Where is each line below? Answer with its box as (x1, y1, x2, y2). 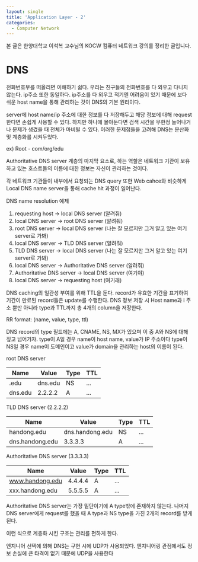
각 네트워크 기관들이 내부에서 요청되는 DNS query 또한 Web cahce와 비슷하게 (6, 177, 187, 184)
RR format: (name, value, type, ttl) (6, 316, 89, 323)
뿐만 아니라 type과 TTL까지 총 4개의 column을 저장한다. (12, 304, 143, 311)
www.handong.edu (9, 477, 63, 485)
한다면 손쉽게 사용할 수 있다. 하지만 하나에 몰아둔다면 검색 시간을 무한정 (6, 119, 171, 126)
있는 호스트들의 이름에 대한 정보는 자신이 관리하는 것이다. (17, 165, 149, 172)
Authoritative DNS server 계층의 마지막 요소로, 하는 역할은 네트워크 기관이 (6, 158, 179, 165)
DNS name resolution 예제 (6, 197, 69, 205)
